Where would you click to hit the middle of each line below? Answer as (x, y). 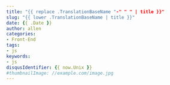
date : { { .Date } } (29, 23)
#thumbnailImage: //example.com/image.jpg (60, 73)
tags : (13, 45)
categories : (21, 34)
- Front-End (21, 40)
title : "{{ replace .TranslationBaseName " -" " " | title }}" (85, 12)
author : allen (24, 28)
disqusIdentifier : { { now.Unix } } (49, 67)
